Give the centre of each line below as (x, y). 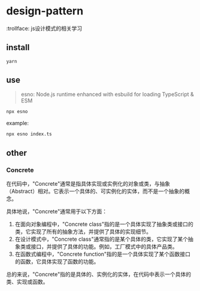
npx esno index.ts (29, 134)
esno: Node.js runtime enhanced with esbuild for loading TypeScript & (107, 95)
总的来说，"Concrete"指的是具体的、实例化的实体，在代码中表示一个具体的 (99, 274)
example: (17, 123)
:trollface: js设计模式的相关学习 (44, 28)
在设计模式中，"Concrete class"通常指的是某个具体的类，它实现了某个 (101, 239)
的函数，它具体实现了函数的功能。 (57, 261)
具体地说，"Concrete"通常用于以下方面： (57, 211)
